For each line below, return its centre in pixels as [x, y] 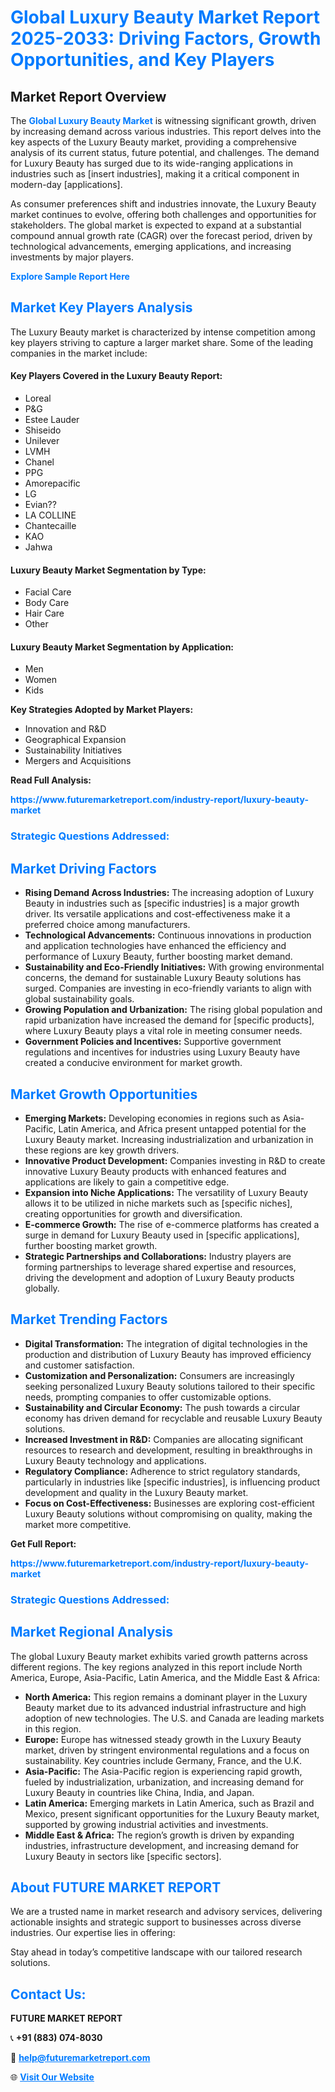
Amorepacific [52, 483]
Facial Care [48, 592]
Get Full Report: [43, 1543]
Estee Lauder [52, 420]
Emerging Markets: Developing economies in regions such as [152, 1118]
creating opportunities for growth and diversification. [133, 1213]
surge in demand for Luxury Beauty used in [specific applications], [162, 1235]
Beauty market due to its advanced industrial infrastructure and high [165, 1707]
